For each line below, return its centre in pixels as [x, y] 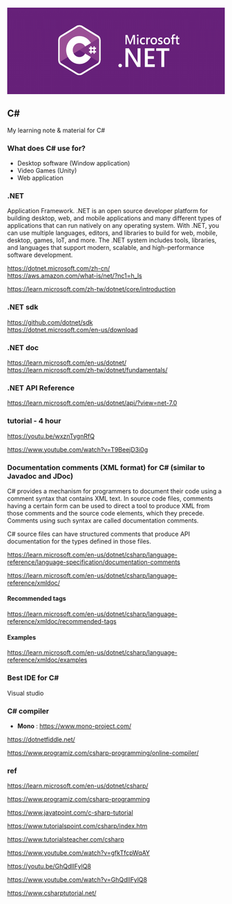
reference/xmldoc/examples [47, 660]
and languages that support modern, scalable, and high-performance [106, 248]
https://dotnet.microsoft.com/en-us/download [72, 329]
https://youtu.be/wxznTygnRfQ [51, 436]
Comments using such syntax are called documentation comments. [103, 521]
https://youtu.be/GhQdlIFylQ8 [49, 867]
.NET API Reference [41, 388]
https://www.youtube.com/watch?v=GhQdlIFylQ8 [77, 880]
